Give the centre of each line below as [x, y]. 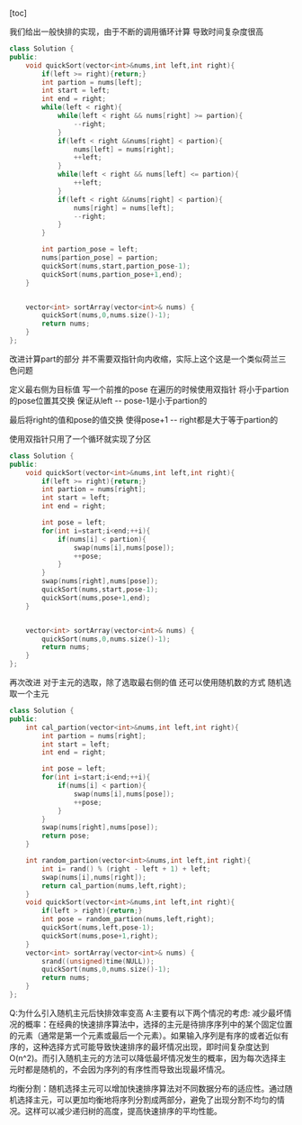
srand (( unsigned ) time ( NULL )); [98, 961]
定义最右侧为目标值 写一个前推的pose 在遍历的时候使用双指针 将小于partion [149, 389]
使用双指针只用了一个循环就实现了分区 [80, 439]
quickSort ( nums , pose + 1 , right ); [100, 936]
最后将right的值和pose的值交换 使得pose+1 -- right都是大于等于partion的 [144, 419]
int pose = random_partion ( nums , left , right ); [129, 919]
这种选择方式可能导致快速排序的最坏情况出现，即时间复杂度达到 [151, 1047]
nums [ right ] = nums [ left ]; [124, 208]
